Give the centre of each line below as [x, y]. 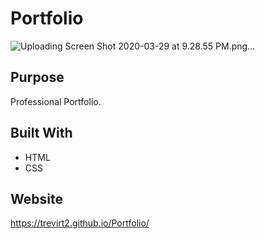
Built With [41, 133]
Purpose [37, 77]
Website [36, 198]
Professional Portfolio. [56, 101]
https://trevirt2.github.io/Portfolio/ [80, 223]
